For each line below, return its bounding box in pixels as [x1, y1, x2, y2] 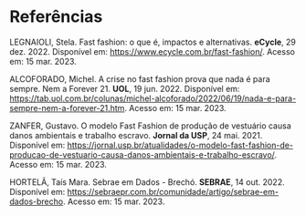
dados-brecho [9, 196, 64, 207]
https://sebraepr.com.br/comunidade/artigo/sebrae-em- [67, 186, 279, 197]
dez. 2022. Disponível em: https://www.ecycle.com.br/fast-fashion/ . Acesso [9, 46, 295, 56]
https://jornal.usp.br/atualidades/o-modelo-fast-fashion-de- [67, 139, 294, 150]
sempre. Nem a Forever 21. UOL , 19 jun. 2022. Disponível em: [9, 83, 240, 94]
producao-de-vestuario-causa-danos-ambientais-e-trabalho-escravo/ [9, 148, 275, 160]
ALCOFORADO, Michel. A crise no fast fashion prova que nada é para [9, 73, 271, 84]
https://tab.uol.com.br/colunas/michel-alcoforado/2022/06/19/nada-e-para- [9, 93, 297, 104]
